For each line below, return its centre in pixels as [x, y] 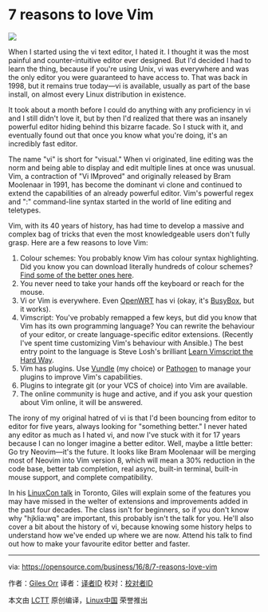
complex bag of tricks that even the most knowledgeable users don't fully [129, 234]
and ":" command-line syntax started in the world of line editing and [120, 201]
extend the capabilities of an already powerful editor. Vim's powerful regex [131, 193]
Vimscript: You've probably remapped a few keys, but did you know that [138, 317]
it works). [35, 308]
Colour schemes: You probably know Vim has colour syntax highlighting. [139, 258]
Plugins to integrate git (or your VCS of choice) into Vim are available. [134, 385]
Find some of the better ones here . [77, 275]
